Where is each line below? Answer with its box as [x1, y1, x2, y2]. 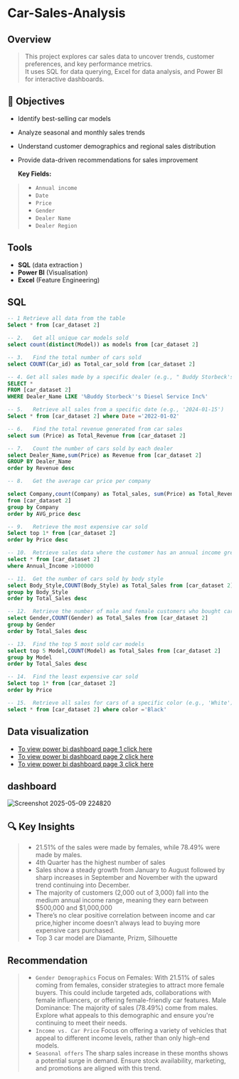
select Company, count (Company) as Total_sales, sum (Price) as [7, 491, 196, 498]
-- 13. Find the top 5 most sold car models [7, 640, 144, 648]
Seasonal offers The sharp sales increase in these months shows [35, 1048, 229, 1057]
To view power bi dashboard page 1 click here [17, 745, 153, 753]
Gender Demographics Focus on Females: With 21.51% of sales [35, 973, 216, 982]
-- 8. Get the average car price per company [7, 478, 152, 485]
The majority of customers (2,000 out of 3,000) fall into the [35, 888, 209, 897]
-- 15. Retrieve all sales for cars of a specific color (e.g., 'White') [7, 699, 234, 706]
